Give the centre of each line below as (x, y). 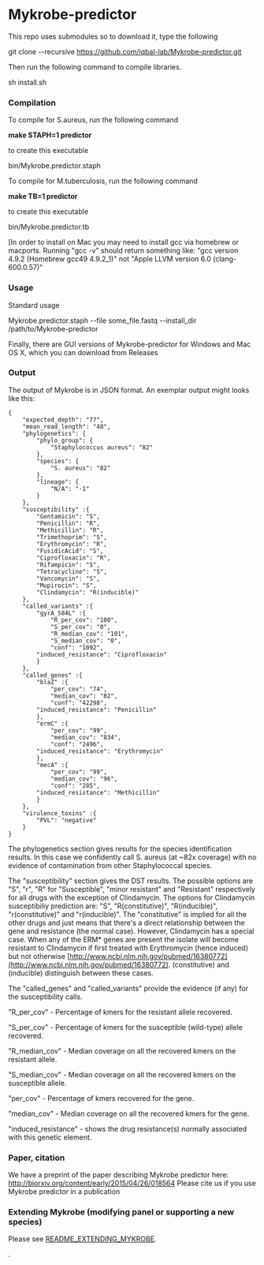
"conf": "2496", (77, 744)
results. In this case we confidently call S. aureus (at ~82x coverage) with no (132, 857)
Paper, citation (37, 1158)
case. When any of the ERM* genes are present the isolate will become (123, 939)
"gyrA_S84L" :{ (61, 613)
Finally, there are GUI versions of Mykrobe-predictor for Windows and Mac (130, 344)
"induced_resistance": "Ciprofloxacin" (102, 654)
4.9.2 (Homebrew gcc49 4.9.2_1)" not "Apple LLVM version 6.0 (110, 259)
